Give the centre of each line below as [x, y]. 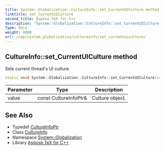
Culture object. [109, 98]
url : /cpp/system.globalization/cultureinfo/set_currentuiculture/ [76, 37]
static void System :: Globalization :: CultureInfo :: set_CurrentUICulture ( [81, 77]
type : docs [16, 28]
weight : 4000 [18, 32]
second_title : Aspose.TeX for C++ [41, 19]
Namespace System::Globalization [47, 137]
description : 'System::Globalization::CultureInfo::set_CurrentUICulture [82, 23]
